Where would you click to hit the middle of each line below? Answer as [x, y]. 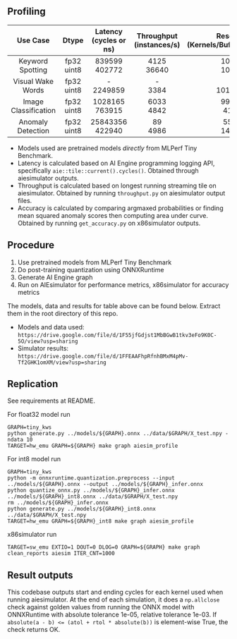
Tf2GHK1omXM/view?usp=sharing [62, 363]
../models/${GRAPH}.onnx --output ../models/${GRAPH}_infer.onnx [105, 485]
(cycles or [109, 40]
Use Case [33, 40]
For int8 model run [34, 459]
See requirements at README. [51, 401]
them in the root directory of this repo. [63, 313]
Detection [34, 130]
